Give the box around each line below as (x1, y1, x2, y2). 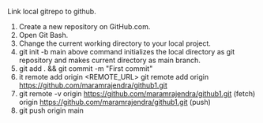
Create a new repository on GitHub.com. (18, 22, 151, 31)
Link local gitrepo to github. (7, 7, 96, 16)
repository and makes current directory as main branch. (18, 55, 201, 65)
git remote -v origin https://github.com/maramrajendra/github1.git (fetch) (18, 89, 256, 98)
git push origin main (18, 106, 84, 115)
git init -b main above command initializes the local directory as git (18, 47, 235, 56)
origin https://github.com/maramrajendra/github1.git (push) (18, 98, 211, 106)
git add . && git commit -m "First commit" (18, 64, 153, 73)
